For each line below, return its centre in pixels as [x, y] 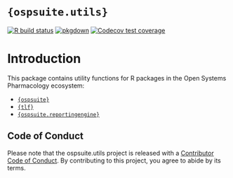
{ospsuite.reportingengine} [58, 114]
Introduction [44, 59]
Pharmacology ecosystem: [46, 85]
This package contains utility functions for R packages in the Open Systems [117, 78]
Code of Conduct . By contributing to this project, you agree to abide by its [114, 160]
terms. [16, 167]
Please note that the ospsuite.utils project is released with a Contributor [111, 153]
